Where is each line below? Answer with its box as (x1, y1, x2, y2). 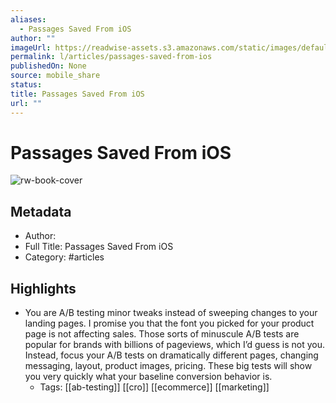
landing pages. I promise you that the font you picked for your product (24, 317, 315, 330)
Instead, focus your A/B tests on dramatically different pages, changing (24, 349, 319, 361)
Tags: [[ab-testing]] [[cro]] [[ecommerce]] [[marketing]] (39, 381, 270, 393)
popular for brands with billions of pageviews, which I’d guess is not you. (24, 339, 325, 351)
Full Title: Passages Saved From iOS (24, 241, 174, 253)
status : (10, 80, 43, 90)
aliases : (10, 14, 47, 25)
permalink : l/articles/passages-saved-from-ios (10, 52, 213, 62)
